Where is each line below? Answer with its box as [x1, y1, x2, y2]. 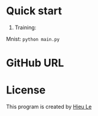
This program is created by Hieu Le [6, 103, 92, 111]
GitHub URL [6, 57, 64, 70]
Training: [14, 24, 37, 31]
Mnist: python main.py [6, 35, 60, 42]
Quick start [6, 4, 62, 18]
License [6, 83, 46, 97]
